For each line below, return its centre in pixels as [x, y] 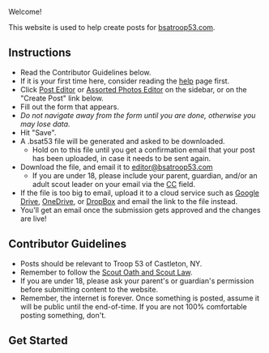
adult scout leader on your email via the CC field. [114, 184]
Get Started [38, 340]
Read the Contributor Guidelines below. [85, 72]
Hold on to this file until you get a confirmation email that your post [143, 150]
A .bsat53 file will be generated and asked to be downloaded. [122, 141]
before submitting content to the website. [89, 289]
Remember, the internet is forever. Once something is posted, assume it [139, 298]
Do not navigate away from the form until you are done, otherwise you [138, 115]
